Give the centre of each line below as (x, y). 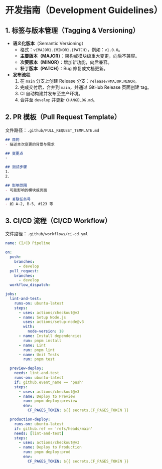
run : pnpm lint (39, 350)
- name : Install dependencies (50, 336)
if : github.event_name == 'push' (49, 382)
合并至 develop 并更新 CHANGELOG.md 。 (59, 100)
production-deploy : (30, 419)
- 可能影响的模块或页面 (26, 190)
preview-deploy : (27, 368)
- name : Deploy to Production (50, 447)
